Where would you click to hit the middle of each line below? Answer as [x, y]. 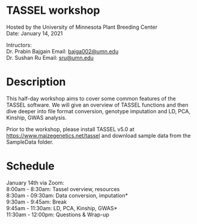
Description [36, 82]
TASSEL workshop [53, 10]
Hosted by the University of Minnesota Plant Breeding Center [82, 27]
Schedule [31, 166]
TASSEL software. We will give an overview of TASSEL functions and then [97, 105]
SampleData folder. [30, 142]
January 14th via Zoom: [35, 183]
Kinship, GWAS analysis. [37, 117]
